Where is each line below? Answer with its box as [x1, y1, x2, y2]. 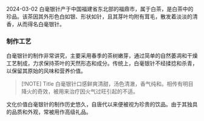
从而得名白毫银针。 [16, 21, 65, 27]
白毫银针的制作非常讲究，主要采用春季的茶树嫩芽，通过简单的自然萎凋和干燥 [6, 52, 198, 60]
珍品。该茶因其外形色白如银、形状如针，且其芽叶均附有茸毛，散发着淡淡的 [6, 13, 192, 20]
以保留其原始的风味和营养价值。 [6, 67, 86, 75]
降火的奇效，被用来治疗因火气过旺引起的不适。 [21, 88, 138, 95]
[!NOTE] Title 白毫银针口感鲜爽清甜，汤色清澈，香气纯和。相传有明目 [21, 80, 194, 88]
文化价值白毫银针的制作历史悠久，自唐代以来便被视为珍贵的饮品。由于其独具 [6, 101, 198, 108]
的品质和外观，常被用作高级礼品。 [6, 108, 92, 116]
